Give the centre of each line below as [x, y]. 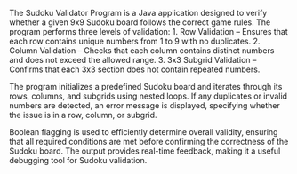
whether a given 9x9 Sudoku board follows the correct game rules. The [140, 22]
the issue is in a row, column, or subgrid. [83, 115]
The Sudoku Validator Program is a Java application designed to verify [138, 13]
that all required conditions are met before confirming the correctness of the [149, 142]
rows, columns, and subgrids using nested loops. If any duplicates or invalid [148, 96]
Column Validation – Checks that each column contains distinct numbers [142, 51]
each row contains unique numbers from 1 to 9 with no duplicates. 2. [135, 41]
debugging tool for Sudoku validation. [78, 160]
